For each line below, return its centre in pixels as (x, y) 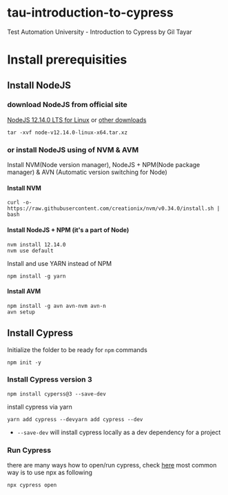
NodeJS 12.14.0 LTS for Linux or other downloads (77, 119)
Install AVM (24, 291)
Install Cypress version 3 (50, 380)
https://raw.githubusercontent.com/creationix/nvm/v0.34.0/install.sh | (114, 208)
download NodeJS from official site (67, 105)
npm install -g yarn (37, 276)
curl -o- (20, 203)
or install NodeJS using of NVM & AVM (73, 150)
